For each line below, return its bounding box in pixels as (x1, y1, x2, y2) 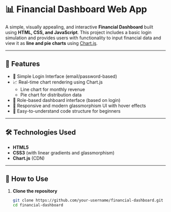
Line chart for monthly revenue (20, 86, 85, 92)
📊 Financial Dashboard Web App (5, 4, 148, 15)
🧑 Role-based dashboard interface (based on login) (12, 97, 121, 103)
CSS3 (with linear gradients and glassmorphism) (12, 149, 115, 155)
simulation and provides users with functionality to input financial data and (5, 35, 161, 41)
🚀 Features (5, 60, 40, 68)
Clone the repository (12, 188, 58, 194)
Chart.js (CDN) (12, 155, 45, 161)
